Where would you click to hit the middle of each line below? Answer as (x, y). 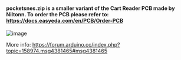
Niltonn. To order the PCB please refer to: (57, 14)
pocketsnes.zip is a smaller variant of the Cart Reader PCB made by (90, 8)
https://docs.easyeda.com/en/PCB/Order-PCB (65, 20)
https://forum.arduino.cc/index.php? (76, 45)
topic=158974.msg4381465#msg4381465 (57, 51)
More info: (19, 45)
